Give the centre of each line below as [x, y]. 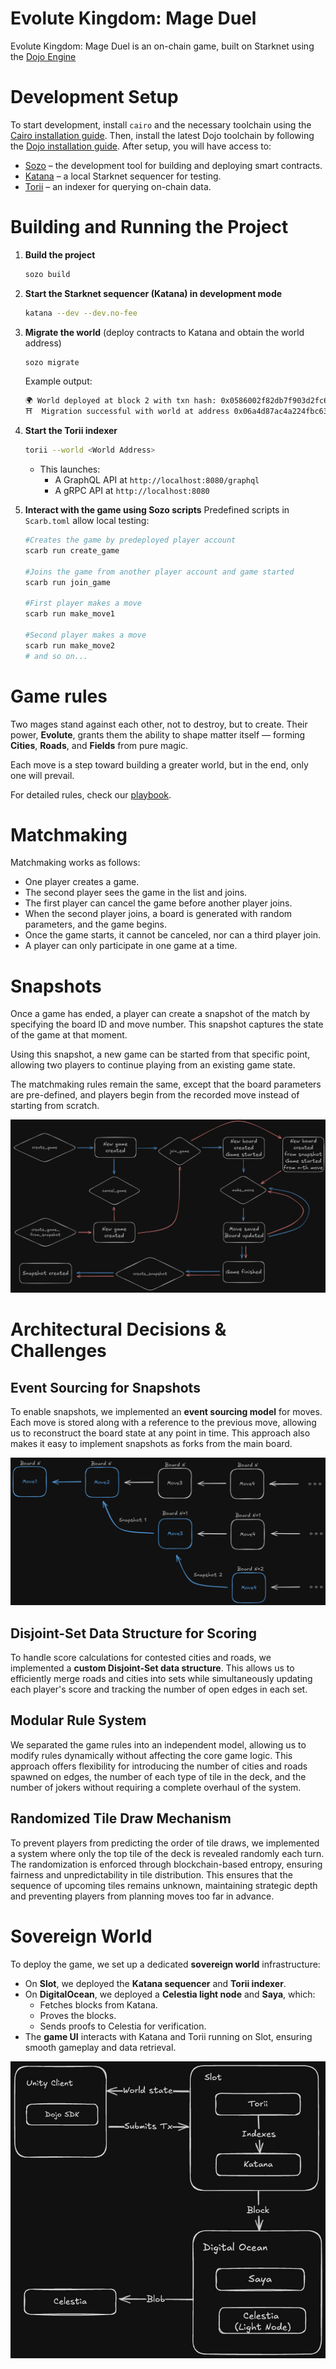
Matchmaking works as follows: [75, 863]
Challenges [58, 1351]
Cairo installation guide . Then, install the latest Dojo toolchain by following [162, 135]
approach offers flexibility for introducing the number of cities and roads [159, 1766]
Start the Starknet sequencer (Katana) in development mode [153, 293]
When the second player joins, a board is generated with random [158, 914]
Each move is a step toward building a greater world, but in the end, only [159, 764]
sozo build [47, 274]
